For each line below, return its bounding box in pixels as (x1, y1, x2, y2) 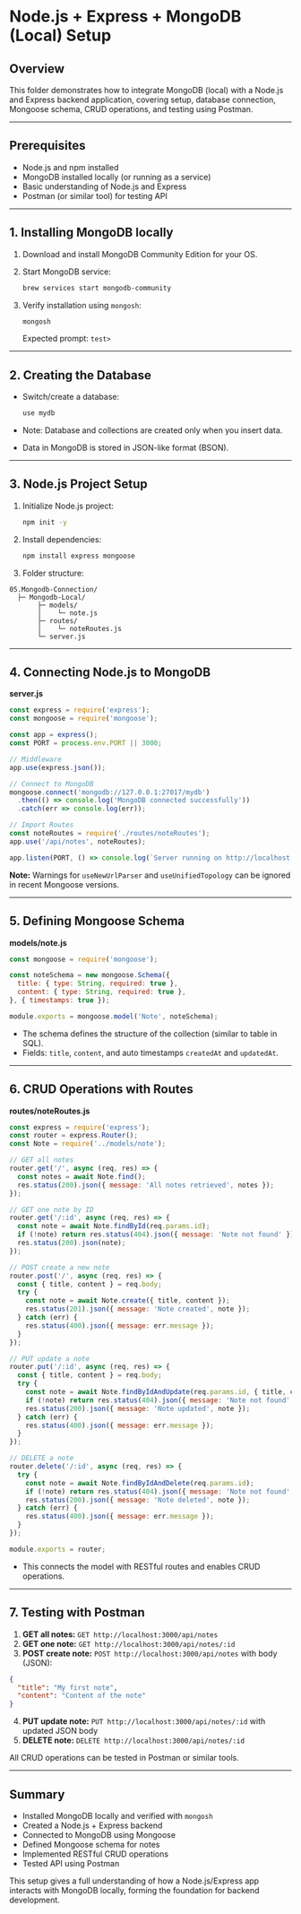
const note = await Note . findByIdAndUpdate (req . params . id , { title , (25, 1388, 287, 1397)
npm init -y (21, 517, 67, 526)
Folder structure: (21, 567, 84, 578)
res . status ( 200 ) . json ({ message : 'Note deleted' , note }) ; (25, 1495, 251, 1504)
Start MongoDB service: (21, 266, 112, 277)
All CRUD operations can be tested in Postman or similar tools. (9, 1753, 239, 1763)
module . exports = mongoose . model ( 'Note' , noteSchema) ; (9, 1011, 219, 1021)
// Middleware (9, 755, 63, 764)
